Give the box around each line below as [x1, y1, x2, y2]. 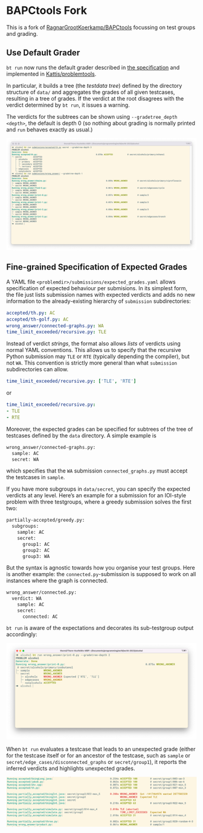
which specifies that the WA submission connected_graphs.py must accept [6, 467, 188, 474]
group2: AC [22, 547, 50, 553]
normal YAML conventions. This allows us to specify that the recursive [6, 347, 181, 354]
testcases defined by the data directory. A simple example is [6, 431, 157, 439]
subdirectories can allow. [6, 366, 68, 373]
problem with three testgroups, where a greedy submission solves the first [6, 498, 192, 505]
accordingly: [6, 631, 37, 638]
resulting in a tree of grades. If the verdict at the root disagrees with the [6, 95, 184, 102]
